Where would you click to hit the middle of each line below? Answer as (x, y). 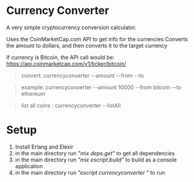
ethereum (33, 93)
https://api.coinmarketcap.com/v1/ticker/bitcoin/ (66, 64)
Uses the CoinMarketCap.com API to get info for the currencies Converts (97, 39)
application (29, 166)
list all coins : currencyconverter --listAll (71, 105)
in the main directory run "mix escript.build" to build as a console (96, 160)
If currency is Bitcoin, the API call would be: (60, 57)
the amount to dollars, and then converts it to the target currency (87, 45)
